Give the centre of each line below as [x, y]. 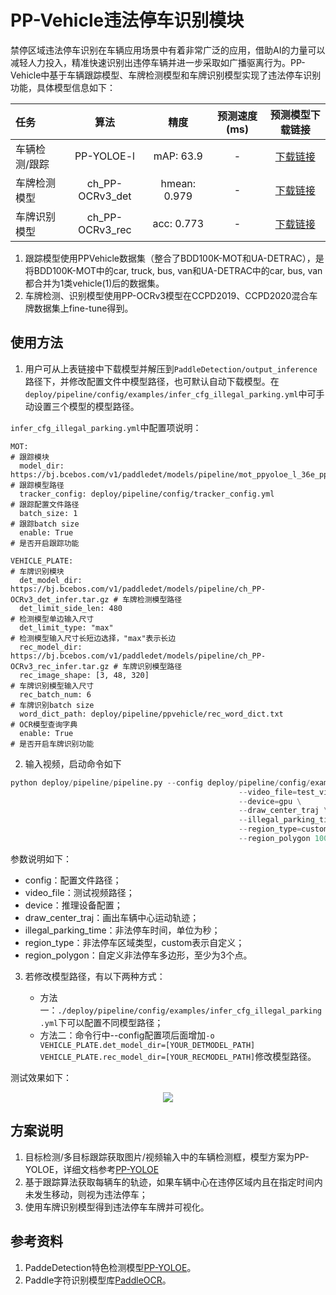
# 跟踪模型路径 [37, 485]
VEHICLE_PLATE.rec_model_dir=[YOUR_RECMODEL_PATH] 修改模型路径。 [178, 1056]
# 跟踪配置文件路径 [45, 504]
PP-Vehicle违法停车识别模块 [127, 20]
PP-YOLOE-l [104, 156]
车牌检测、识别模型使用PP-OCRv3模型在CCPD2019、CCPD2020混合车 [171, 295]
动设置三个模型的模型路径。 [82, 406]
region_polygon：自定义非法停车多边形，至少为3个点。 [138, 955]
